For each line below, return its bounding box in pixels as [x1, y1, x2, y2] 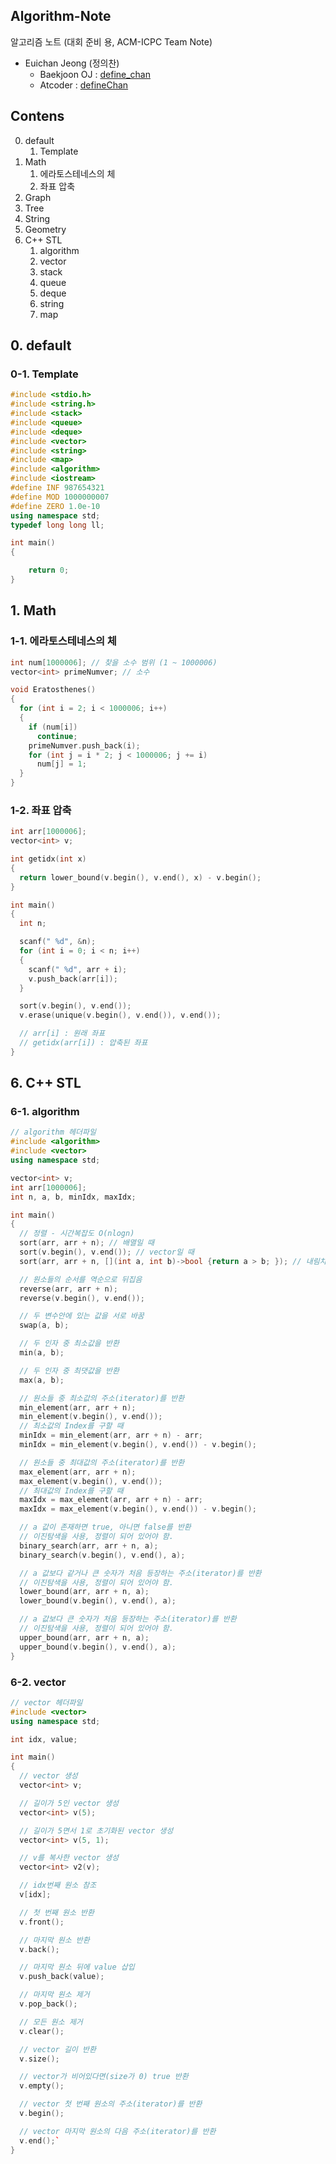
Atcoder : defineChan [39, 79, 129, 91]
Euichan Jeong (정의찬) [24, 57, 120, 69]
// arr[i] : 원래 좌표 [19, 1029, 106, 1039]
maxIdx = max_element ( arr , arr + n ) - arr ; [19, 1495, 203, 1505]
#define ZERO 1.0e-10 [10, 501, 101, 511]
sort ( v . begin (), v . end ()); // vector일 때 [19, 1247, 195, 1258]
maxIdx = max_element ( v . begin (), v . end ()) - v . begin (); [19, 1504, 257, 1514]
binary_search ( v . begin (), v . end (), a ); [19, 1550, 186, 1560]
